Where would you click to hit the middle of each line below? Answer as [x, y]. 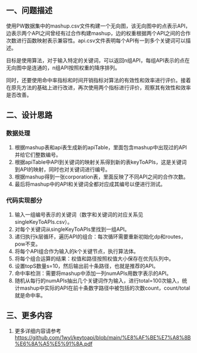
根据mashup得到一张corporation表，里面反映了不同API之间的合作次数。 [101, 176]
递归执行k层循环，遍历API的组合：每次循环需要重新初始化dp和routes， [100, 236]
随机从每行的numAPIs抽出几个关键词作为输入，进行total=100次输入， [98, 280]
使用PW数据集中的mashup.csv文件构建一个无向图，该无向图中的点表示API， [98, 26]
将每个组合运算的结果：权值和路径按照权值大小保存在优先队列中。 [94, 258]
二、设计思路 [29, 115]
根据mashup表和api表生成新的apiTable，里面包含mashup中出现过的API [101, 147]
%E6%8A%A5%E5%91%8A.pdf [53, 344]
